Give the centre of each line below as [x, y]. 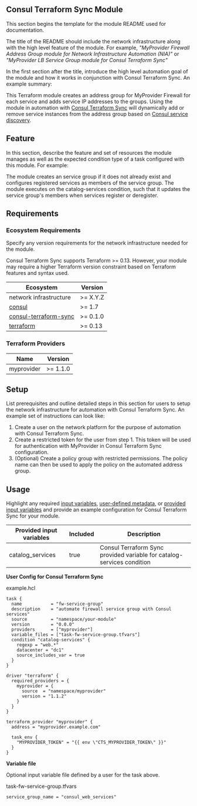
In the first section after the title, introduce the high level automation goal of [97, 71]
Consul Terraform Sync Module [64, 10]
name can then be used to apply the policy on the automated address [98, 465]
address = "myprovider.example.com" [56, 727]
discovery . [19, 120]
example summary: [29, 84]
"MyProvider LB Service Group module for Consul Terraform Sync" [87, 60]
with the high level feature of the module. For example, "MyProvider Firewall [98, 47]
